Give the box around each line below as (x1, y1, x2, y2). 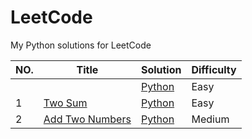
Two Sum (43, 96, 88, 110)
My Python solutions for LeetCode (10, 39, 152, 51)
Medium (191, 112, 230, 126)
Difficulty (191, 62, 237, 76)
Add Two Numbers (43, 112, 132, 126)
